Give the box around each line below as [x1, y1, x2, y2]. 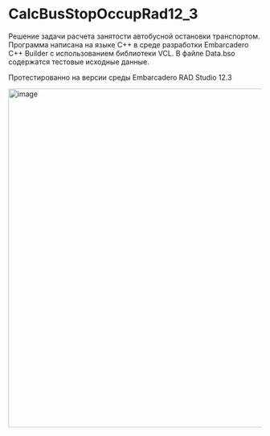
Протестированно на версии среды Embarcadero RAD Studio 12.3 [8, 72, 232, 82]
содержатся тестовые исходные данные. [8, 57, 150, 67]
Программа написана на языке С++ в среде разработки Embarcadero [8, 39, 249, 49]
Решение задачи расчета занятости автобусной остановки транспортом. [8, 31, 260, 41]
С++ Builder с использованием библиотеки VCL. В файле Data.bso [8, 48, 235, 58]
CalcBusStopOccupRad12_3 [8, 5, 198, 23]
